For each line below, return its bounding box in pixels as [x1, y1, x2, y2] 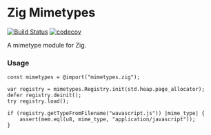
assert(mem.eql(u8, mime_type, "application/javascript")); [19, 116, 196, 123]
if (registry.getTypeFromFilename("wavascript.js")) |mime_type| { [7, 110, 205, 117]
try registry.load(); [7, 98, 70, 105]
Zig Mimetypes [7, 5, 96, 21]
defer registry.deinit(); [7, 92, 81, 99]
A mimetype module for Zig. [7, 41, 87, 49]
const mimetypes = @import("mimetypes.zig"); [7, 74, 140, 81]
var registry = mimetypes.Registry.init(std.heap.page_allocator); [7, 86, 205, 93]
